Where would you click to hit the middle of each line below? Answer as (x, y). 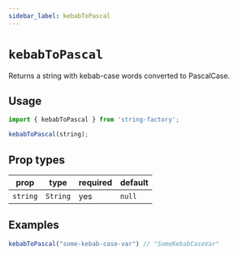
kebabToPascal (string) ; (49, 135)
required (95, 182)
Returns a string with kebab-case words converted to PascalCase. (119, 76)
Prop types (37, 160)
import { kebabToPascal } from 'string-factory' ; (94, 120)
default (134, 182)
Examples (34, 225)
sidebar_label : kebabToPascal (60, 16)
